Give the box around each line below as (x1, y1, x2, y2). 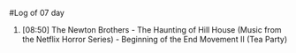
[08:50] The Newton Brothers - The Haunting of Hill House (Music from (21, 25, 282, 34)
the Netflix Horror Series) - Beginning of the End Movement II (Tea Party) (21, 34, 288, 44)
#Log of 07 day (9, 8, 65, 18)
